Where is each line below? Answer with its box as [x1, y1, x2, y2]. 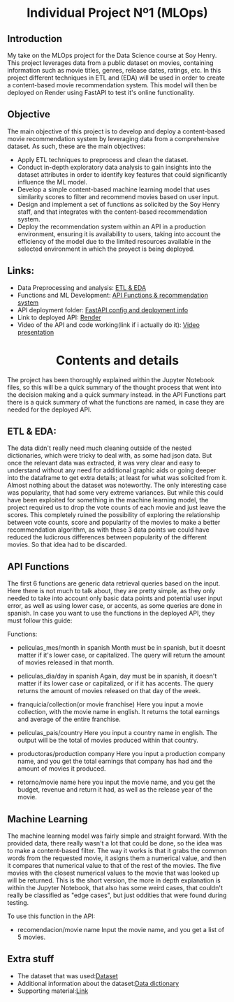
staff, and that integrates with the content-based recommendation [17, 208, 207, 216]
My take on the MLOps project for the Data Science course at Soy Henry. [7, 51, 217, 59]
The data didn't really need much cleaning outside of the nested [7, 444, 192, 452]
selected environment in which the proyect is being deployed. [17, 245, 196, 253]
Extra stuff [7, 953, 54, 965]
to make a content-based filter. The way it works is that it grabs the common [7, 847, 227, 855]
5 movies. [17, 933, 46, 941]
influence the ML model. [17, 177, 88, 186]
